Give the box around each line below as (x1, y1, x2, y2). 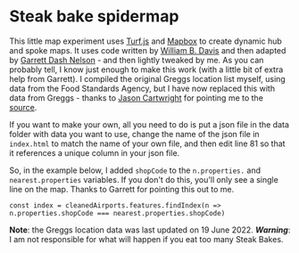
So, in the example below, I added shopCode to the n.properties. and (9, 165, 262, 175)
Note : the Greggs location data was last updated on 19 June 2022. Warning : (9, 224, 291, 235)
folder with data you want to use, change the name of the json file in (9, 128, 261, 139)
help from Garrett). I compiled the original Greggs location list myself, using (9, 73, 286, 84)
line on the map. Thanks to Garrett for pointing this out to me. (9, 184, 235, 194)
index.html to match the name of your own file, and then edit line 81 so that (9, 138, 286, 149)
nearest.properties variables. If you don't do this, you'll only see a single (9, 174, 278, 184)
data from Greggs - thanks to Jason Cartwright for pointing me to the (9, 92, 263, 103)
